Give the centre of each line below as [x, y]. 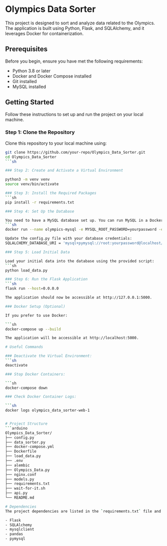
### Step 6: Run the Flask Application [46, 279]
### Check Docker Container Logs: [41, 397]
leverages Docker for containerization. [44, 33]
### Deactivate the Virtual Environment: [49, 356]
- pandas [14, 534]
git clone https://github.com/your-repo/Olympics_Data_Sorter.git [75, 152]
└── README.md [20, 498]
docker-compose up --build [33, 329]
